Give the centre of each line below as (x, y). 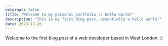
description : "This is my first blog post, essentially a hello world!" (83, 19)
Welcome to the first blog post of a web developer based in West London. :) (84, 38)
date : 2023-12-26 (24, 24)
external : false (22, 10)
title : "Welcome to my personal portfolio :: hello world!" (70, 14)
